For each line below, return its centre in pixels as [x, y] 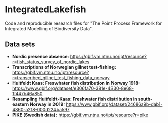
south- [145, 99]
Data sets [20, 44]
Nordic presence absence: [40, 56]
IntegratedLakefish [45, 9]
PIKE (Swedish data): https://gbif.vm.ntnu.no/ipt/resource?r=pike [80, 115]
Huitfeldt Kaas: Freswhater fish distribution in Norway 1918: [76, 83]
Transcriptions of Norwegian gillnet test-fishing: [64, 67]
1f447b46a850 [27, 93]
